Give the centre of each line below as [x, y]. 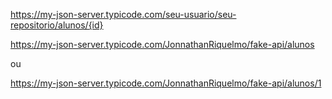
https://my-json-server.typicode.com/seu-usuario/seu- [123, 14]
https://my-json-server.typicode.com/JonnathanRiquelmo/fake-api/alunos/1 [166, 83]
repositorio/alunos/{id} [57, 25]
